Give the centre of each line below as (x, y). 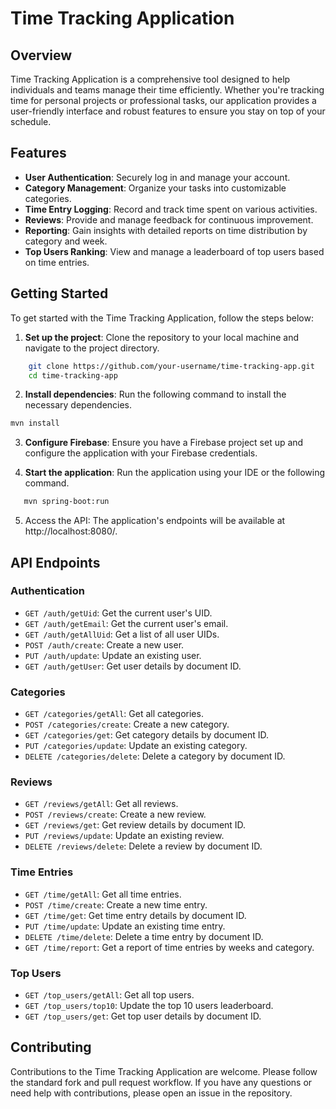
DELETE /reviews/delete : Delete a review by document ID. (143, 846)
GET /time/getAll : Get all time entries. (103, 894)
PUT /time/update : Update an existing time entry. (125, 926)
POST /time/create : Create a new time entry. (116, 904)
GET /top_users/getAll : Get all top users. (109, 995)
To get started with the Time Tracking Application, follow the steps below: (162, 318)
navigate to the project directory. (92, 348)
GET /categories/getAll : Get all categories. (114, 714)
